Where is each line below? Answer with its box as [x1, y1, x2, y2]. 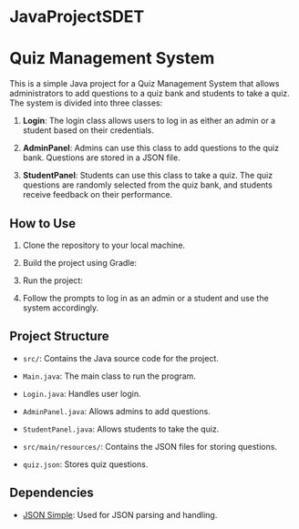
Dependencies [9, 485, 94, 501]
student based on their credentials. [22, 125, 155, 136]
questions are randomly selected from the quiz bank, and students [22, 179, 273, 190]
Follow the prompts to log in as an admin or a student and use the [22, 292, 269, 303]
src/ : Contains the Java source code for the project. [22, 352, 219, 363]
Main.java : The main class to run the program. [22, 371, 196, 381]
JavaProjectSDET [9, 6, 145, 27]
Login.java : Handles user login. [22, 388, 141, 399]
